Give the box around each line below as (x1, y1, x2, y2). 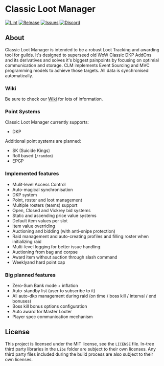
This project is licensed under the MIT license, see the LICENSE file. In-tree (5, 341, 154, 346)
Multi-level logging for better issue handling (12, 243, 100, 250)
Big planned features (5, 271, 56, 278)
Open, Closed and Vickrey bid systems (12, 207, 91, 213)
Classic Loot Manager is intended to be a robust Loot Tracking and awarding (5, 46, 160, 52)
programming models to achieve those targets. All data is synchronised (5, 67, 149, 73)
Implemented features (5, 170, 59, 177)
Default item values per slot (12, 217, 68, 223)
